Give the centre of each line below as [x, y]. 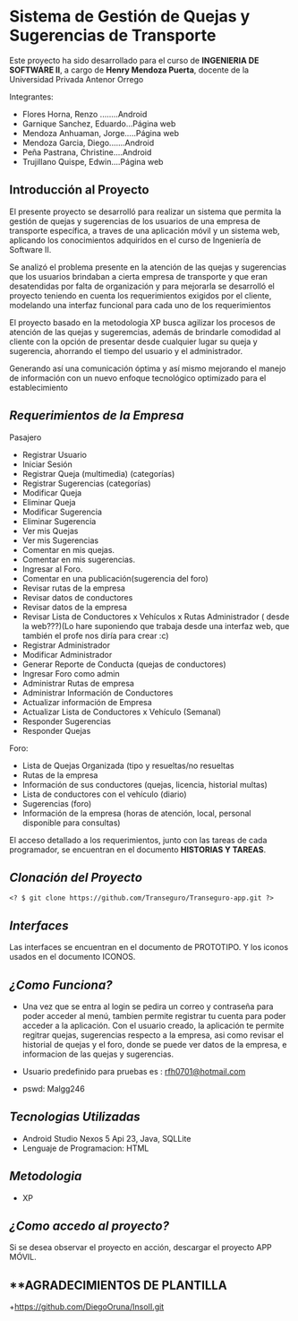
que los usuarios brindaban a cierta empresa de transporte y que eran [139, 276]
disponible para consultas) [71, 823]
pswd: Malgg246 [53, 1089]
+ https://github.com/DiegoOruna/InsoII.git [87, 1307]
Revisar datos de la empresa [75, 607]
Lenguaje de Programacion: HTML [85, 1148]
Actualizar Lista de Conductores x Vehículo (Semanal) [122, 712]
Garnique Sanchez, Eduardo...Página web [99, 124]
